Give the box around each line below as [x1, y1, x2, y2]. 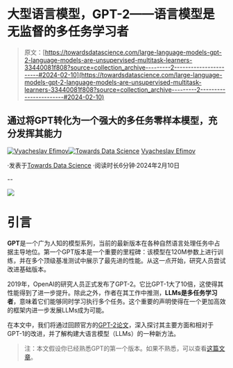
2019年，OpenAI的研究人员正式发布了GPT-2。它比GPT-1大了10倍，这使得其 [7, 280, 224, 288]
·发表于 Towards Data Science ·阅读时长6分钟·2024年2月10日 [7, 161, 180, 169]
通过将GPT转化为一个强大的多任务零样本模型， [7, 115, 209, 127]
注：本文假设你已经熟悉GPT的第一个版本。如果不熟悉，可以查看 [24, 344, 207, 352]
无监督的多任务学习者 [7, 24, 130, 40]
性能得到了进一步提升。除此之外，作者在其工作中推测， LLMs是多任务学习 [7, 288, 218, 296]
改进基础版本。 [7, 265, 50, 273]
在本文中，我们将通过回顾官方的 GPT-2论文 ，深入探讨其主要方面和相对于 [7, 321, 214, 329]
